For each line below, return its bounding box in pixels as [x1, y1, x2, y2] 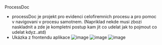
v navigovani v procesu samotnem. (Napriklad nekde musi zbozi [11, 19, 142, 24]
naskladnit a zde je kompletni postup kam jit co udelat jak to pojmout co [11, 24, 157, 30]
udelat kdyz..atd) [11, 29, 46, 35]
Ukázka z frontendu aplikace [11, 34, 70, 40]
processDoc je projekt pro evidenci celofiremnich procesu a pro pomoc [11, 14, 157, 19]
